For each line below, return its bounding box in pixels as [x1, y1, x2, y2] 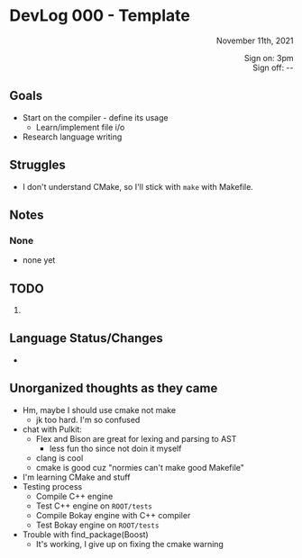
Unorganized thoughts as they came [9, 381, 218, 396]
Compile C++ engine [35, 490, 114, 501]
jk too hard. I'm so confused [35, 414, 141, 425]
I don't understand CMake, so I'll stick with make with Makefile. [22, 181, 254, 192]
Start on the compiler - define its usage [22, 112, 169, 122]
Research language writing [22, 131, 123, 142]
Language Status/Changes [9, 330, 164, 346]
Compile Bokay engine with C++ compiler [35, 509, 191, 520]
